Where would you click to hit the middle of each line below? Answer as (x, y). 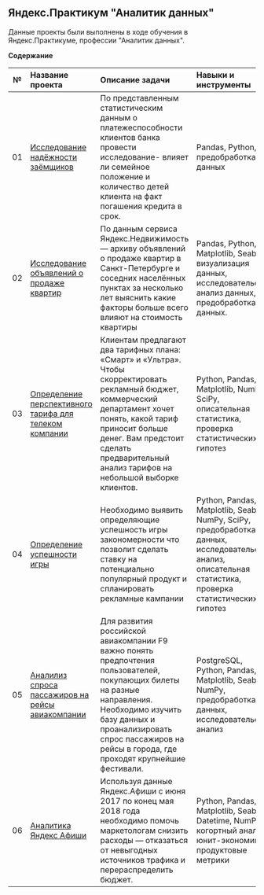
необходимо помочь (139, 820)
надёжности (53, 157)
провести (118, 147)
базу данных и (128, 719)
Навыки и (215, 75)
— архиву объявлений (143, 249)
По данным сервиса (139, 229)
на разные (120, 690)
